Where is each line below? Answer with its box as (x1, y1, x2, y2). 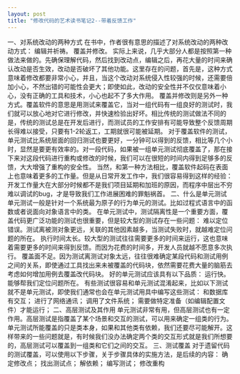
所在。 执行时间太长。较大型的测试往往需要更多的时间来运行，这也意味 (19, 233, 229, 243)
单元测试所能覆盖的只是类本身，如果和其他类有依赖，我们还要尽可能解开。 (7, 323, 226, 332)
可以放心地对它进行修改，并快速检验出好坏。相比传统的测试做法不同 (19, 108, 220, 118)
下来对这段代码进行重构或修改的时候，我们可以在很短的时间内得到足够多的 (7, 153, 226, 162)
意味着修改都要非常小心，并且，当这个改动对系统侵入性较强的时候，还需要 (7, 73, 226, 82)
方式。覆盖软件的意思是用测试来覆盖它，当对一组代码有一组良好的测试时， (7, 100, 226, 108)
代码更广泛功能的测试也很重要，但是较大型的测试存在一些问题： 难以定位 (13, 216, 229, 225)
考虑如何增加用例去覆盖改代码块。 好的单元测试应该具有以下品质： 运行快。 (7, 269, 230, 278)
